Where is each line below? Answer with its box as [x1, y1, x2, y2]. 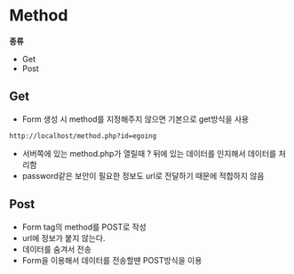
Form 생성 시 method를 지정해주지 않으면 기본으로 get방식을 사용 [21, 113, 250, 125]
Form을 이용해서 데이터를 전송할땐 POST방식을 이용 [21, 254, 203, 265]
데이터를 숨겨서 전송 [21, 244, 91, 254]
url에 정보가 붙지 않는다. [21, 232, 106, 243]
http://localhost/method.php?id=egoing [9, 131, 157, 141]
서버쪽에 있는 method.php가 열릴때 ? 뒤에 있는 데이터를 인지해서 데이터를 [21, 148, 277, 158]
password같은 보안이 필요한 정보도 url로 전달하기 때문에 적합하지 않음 [21, 170, 265, 181]
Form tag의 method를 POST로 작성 [21, 222, 147, 232]
